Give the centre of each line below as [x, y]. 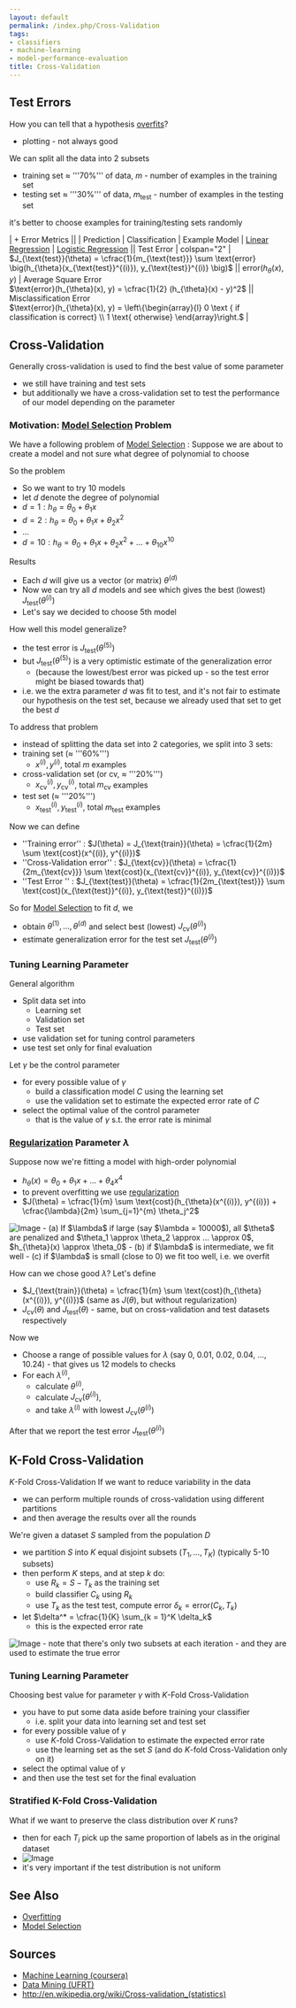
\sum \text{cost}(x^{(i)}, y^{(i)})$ [81, 853]
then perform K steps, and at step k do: [93, 1573]
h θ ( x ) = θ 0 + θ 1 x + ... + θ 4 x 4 [72, 1181]
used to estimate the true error [65, 1653]
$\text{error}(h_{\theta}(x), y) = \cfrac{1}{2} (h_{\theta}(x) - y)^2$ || [132, 289]
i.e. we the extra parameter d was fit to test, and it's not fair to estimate [151, 691]
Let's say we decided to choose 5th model [99, 612]
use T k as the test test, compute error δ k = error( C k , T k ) [136, 1607]
